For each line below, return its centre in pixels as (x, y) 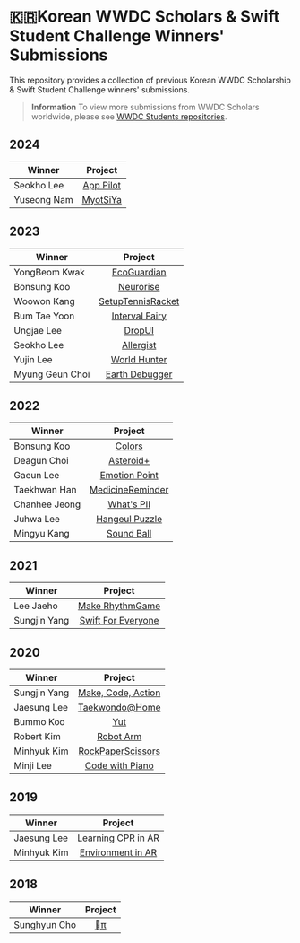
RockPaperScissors (120, 751)
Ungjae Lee (38, 330)
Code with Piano (119, 766)
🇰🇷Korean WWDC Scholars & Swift (145, 17)
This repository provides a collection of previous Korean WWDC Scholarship (150, 80)
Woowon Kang (44, 301)
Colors (129, 446)
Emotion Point (129, 476)
